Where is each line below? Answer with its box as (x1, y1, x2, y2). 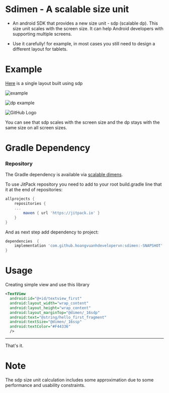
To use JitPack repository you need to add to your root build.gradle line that (5, 181, 162, 187)
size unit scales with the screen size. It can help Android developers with (12, 25, 163, 31)
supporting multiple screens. (12, 31, 72, 37)
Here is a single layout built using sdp (5, 80, 83, 86)
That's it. (5, 343, 24, 349)
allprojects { (5, 196, 35, 202)
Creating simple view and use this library (5, 282, 90, 288)
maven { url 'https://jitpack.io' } (23, 210, 100, 215)
